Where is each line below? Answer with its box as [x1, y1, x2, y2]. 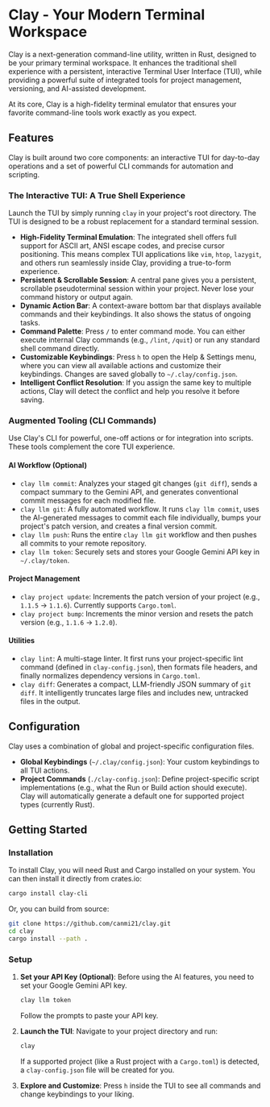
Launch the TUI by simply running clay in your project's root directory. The [8, 208, 256, 218]
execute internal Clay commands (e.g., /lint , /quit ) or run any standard [19, 335, 260, 345]
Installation [8, 848, 54, 859]
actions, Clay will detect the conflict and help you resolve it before [19, 387, 240, 396]
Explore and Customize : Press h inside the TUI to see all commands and [19, 1081, 261, 1090]
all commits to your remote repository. [19, 538, 147, 548]
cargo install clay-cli [8, 889, 89, 898]
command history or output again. [19, 292, 133, 302]
